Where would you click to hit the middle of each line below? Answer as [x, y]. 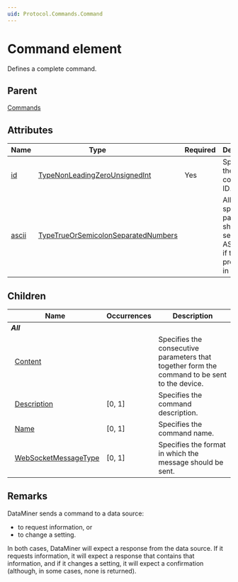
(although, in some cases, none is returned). [72, 571]
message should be [191, 462]
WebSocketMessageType [57, 458]
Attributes [30, 130]
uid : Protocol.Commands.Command [55, 14]
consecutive [179, 348]
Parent [22, 90]
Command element [64, 48]
